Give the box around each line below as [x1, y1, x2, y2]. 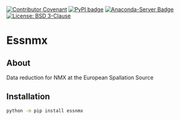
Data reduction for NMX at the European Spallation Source [6, 74, 154, 81]
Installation [6, 91, 50, 102]
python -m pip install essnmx [6, 107, 84, 114]
